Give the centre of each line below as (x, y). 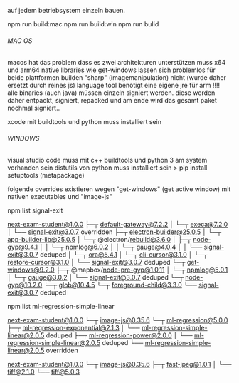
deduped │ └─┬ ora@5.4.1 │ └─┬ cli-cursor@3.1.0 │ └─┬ (124, 255)
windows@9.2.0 (31, 270)
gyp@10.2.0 (25, 285)
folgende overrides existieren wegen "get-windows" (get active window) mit (119, 189)
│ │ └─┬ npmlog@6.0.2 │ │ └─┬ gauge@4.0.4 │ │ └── (121, 247)
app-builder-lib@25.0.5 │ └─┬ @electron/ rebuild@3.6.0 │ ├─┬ (100, 240)
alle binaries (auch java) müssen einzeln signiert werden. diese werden (111, 93)
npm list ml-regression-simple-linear (61, 307)
